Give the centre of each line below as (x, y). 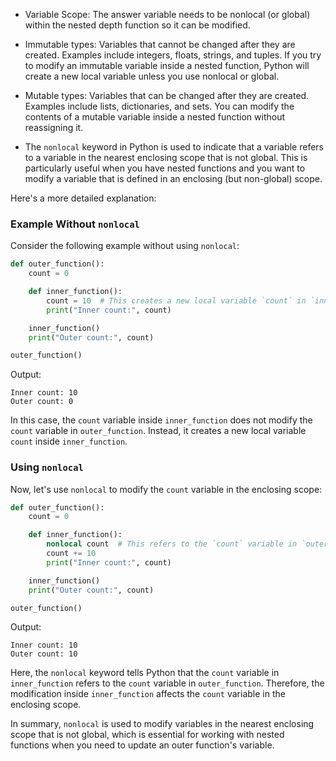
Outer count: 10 (44, 654)
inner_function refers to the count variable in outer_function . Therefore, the (167, 683)
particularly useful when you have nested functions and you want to (165, 168)
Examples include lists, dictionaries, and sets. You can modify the (159, 106)
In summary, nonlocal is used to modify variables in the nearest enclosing (162, 724)
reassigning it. (54, 127)
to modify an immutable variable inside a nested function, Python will (167, 65)
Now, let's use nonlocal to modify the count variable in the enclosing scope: (166, 489)
